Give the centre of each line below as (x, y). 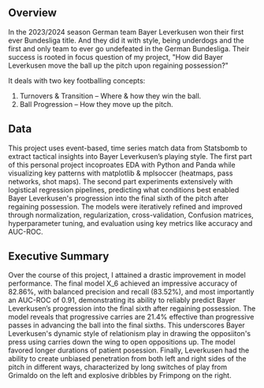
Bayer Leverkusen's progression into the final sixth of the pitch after (119, 198)
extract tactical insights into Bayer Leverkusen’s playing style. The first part (130, 156)
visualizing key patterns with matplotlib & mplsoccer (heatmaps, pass (121, 173)
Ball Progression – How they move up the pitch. (96, 104)
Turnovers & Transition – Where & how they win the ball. (110, 96)
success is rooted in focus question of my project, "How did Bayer (115, 57)
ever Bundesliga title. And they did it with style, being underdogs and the (126, 40)
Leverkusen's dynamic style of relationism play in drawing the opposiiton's (129, 334)
